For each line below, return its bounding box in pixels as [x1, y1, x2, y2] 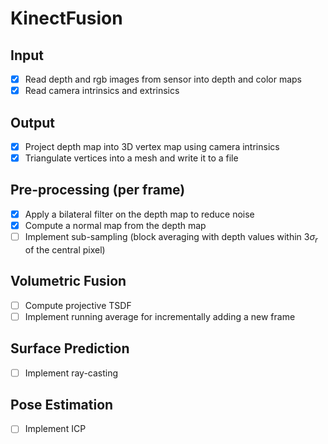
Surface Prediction [10, 340, 130, 357]
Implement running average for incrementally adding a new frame [24, 310, 296, 322]
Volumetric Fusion [10, 273, 127, 290]
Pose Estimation [10, 397, 114, 413]
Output [10, 114, 55, 131]
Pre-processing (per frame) [10, 182, 186, 199]
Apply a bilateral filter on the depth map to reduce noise [24, 208, 255, 220]
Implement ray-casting [24, 367, 119, 379]
